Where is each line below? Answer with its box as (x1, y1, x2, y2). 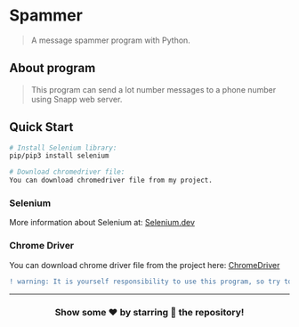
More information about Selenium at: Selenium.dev (9, 217, 196, 228)
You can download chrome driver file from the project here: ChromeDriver (9, 259, 280, 270)
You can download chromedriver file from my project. (9, 176, 214, 185)
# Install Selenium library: (9, 143, 117, 152)
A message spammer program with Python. (30, 35, 191, 45)
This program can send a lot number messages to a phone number (30, 84, 277, 94)
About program (9, 61, 96, 76)
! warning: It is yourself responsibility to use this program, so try (9, 277, 280, 286)
